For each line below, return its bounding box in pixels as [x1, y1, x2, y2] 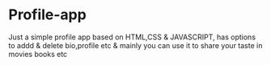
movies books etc [8, 49, 68, 59]
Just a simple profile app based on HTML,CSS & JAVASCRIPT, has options [8, 32, 256, 42]
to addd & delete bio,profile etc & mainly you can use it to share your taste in [8, 40, 263, 50]
